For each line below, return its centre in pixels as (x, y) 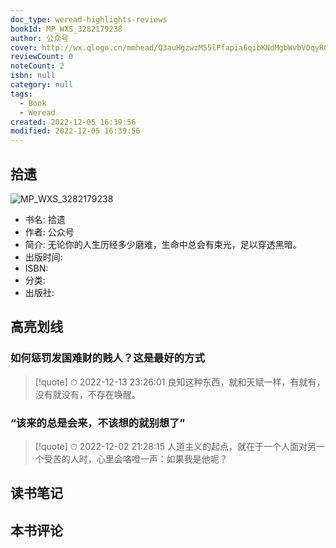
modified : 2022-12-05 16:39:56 (75, 131)
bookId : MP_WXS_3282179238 (66, 29)
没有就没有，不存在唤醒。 (87, 394)
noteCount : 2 (37, 66)
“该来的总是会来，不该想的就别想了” (98, 423)
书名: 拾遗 (45, 219)
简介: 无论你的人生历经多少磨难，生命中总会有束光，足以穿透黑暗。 (163, 244)
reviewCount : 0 (42, 57)
